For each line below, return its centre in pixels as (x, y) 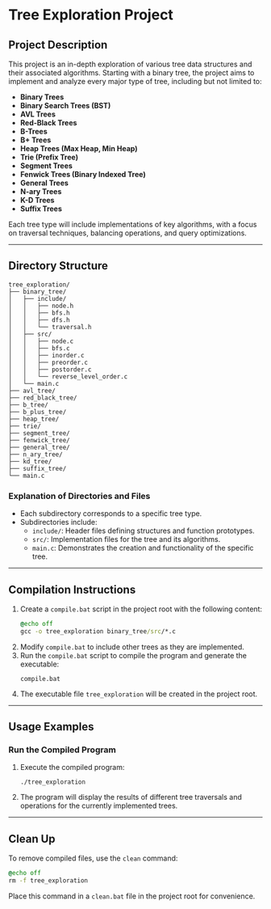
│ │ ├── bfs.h (39, 313)
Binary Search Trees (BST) (65, 106)
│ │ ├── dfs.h (39, 320)
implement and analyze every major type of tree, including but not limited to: (135, 81)
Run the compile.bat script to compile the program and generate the (133, 655)
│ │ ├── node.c (41, 341)
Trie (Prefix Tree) (49, 157)
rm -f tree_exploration (48, 881)
